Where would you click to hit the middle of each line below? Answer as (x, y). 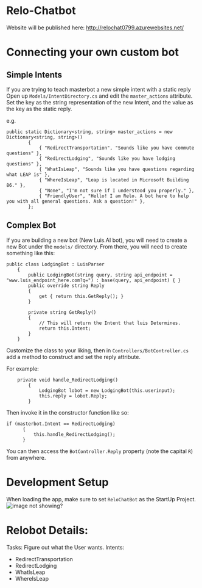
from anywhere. (26, 457)
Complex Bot (31, 226)
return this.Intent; (65, 328)
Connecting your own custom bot (93, 52)
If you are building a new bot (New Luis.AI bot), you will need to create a (97, 240)
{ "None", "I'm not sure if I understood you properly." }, (117, 191)
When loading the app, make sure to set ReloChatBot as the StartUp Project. (101, 499)
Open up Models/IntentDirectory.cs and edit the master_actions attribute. (99, 96)
